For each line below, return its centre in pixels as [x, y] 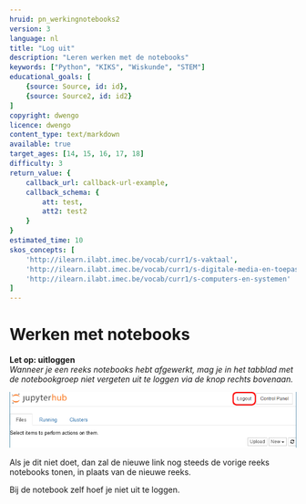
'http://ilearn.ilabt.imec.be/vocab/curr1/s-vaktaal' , [132, 260]
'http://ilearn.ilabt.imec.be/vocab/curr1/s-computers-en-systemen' [158, 279]
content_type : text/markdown [65, 135]
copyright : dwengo [44, 115]
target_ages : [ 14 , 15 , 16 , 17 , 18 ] [77, 154]
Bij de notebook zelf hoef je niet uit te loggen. [95, 490]
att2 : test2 [65, 211]
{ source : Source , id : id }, [77, 87]
